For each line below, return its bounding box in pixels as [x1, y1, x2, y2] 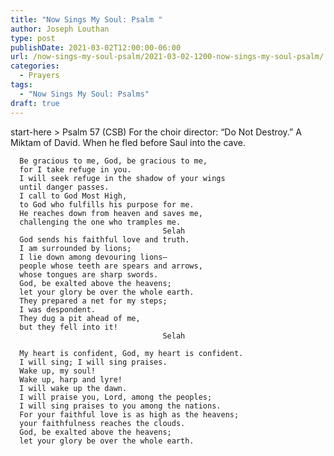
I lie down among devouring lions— [19, 252, 168, 262]
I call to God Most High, [19, 191, 128, 201]
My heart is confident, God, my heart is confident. [19, 348, 244, 358]
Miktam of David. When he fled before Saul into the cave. [10, 136, 247, 148]
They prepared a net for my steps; [19, 296, 168, 306]
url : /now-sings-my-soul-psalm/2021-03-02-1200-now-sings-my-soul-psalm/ [10, 52, 325, 62]
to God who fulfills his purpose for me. [19, 199, 195, 210]
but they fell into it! [19, 322, 118, 332]
